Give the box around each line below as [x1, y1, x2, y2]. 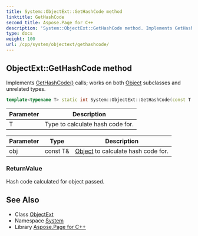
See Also [6, 195, 39, 205]
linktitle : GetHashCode [6, 14, 65, 20]
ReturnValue [6, 165, 42, 173]
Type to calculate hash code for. [44, 120, 134, 128]
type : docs [6, 31, 33, 37]
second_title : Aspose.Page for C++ [6, 19, 94, 25]
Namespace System [14, 217, 64, 224]
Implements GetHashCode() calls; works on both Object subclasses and [6, 79, 181, 86]
